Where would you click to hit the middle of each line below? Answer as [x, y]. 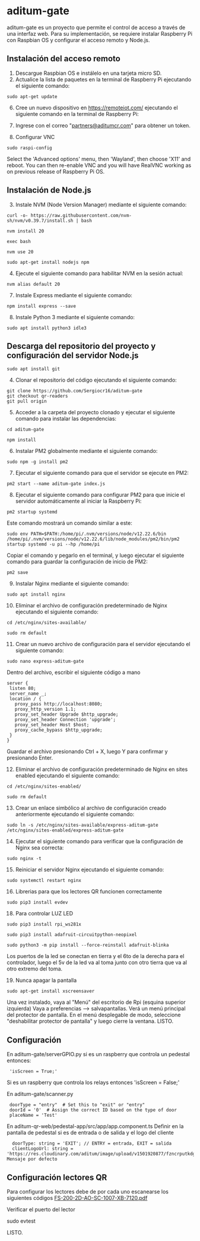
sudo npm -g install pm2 [37, 462]
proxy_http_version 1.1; [45, 709]
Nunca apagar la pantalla [46, 980]
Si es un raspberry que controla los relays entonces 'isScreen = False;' [93, 1082]
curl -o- [18, 215]
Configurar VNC [35, 137]
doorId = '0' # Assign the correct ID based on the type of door [93, 1110]
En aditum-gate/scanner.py [40, 1094]
